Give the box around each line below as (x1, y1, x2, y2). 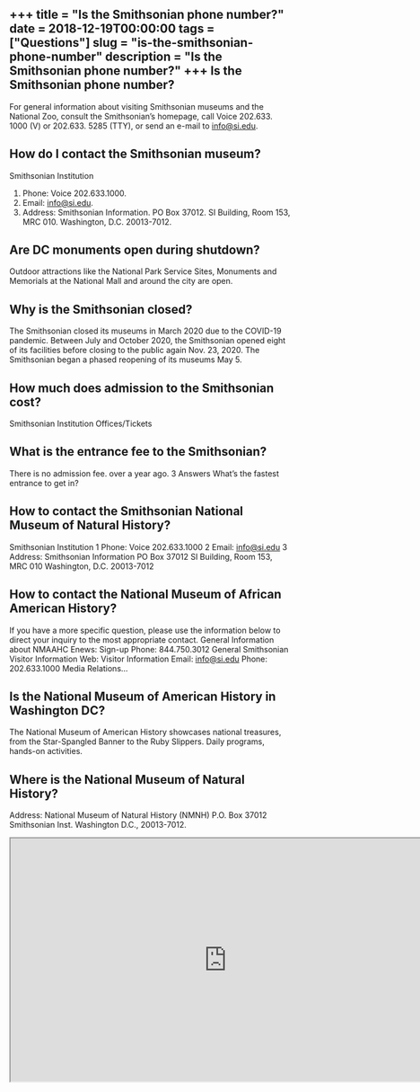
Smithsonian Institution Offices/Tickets (9, 418, 153, 430)
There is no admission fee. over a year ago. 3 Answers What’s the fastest (9, 467, 280, 479)
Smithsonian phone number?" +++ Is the (9, 63, 242, 79)
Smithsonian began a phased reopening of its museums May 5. (9, 354, 242, 365)
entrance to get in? (9, 477, 79, 488)
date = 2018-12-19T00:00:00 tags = (9, 22, 215, 37)
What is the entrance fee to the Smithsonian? (9, 444, 267, 459)
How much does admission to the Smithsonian (9, 380, 275, 395)
